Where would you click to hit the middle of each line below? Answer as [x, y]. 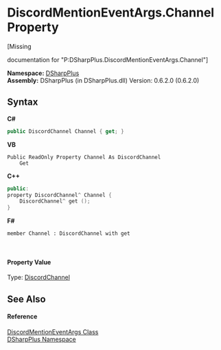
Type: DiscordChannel [39, 278]
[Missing [20, 46]
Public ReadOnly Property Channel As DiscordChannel [84, 157]
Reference [22, 317]
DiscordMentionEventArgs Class [53, 331]
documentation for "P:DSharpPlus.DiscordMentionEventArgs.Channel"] [108, 59]
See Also [26, 299]
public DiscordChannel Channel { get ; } [66, 131]
